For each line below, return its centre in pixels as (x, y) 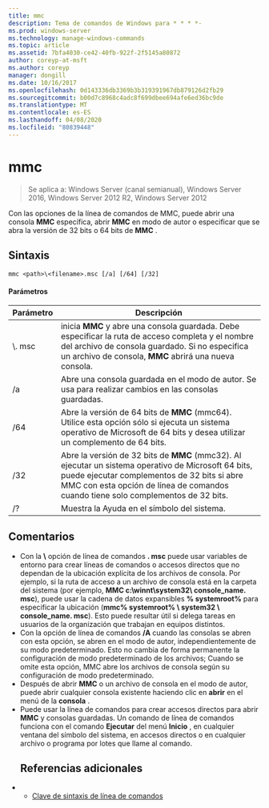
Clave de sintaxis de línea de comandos (97, 796)
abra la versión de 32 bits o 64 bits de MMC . (83, 230)
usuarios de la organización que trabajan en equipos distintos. (122, 624)
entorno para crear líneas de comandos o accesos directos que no (130, 565)
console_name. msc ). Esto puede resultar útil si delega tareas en (128, 615)
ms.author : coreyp (39, 68)
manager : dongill (37, 75)
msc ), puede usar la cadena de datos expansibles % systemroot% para (139, 598)
